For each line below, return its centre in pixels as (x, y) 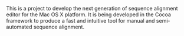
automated (19, 27)
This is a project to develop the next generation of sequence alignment (92, 8)
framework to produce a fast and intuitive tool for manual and (80, 21)
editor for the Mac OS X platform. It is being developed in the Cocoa (88, 15)
